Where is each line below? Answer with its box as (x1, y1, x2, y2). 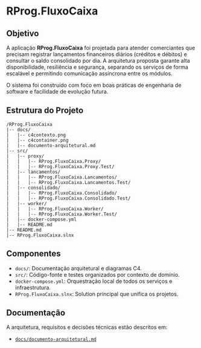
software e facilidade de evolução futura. (6, 88, 109, 95)
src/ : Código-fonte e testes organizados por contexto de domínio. (14, 271, 180, 278)
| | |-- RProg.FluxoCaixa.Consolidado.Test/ (6, 195, 131, 201)
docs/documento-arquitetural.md (14, 337, 97, 343)
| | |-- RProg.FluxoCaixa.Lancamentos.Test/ (6, 179, 131, 185)
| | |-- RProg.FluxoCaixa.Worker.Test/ (6, 211, 118, 217)
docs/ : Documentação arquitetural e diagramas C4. (14, 264, 142, 272)
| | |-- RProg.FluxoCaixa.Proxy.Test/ (6, 163, 115, 169)
